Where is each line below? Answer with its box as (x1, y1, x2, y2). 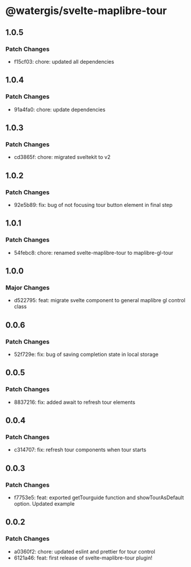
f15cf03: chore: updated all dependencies (13, 58, 115, 65)
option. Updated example (13, 500, 75, 507)
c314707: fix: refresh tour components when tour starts (13, 446, 147, 454)
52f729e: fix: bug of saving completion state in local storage (13, 351, 158, 358)
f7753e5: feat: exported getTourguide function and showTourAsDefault (13, 494, 184, 501)
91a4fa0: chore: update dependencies (13, 106, 106, 113)
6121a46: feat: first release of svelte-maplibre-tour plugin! (13, 554, 153, 561)
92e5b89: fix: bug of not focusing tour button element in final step (13, 201, 173, 208)
